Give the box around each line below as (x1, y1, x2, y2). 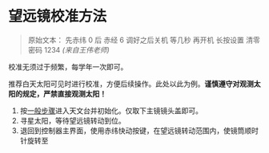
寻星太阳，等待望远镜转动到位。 (19, 116, 126, 125)
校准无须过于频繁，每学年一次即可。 (8, 61, 128, 72)
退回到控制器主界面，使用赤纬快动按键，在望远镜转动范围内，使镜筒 (19, 125, 245, 135)
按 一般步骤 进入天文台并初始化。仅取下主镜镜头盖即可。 (19, 105, 203, 116)
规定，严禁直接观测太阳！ (22, 88, 106, 98)
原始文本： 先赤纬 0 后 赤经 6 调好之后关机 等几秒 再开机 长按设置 (27, 35, 244, 45)
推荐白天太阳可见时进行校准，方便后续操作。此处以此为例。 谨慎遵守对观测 (8, 79, 254, 88)
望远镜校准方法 (8, 7, 107, 25)
